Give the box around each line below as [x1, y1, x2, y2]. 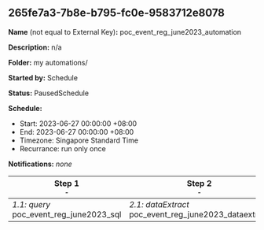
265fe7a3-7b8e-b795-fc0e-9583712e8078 [8, 6, 225, 20]
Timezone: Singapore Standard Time [19, 135, 139, 145]
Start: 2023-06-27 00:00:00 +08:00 [19, 118, 137, 128]
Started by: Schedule [8, 72, 79, 82]
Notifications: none [8, 159, 72, 169]
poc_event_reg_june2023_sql [12, 209, 122, 220]
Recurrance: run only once [19, 143, 106, 153]
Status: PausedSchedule [8, 88, 89, 98]
